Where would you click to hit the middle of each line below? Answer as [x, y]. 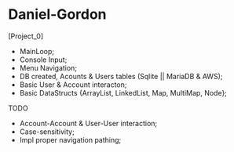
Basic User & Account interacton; [73, 85]
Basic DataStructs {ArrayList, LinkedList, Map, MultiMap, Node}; [123, 92]
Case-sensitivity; [47, 132]
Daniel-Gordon [58, 14]
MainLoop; [37, 51]
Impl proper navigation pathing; [70, 139]
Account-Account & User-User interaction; [88, 123]
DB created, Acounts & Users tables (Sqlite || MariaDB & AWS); [121, 76]
